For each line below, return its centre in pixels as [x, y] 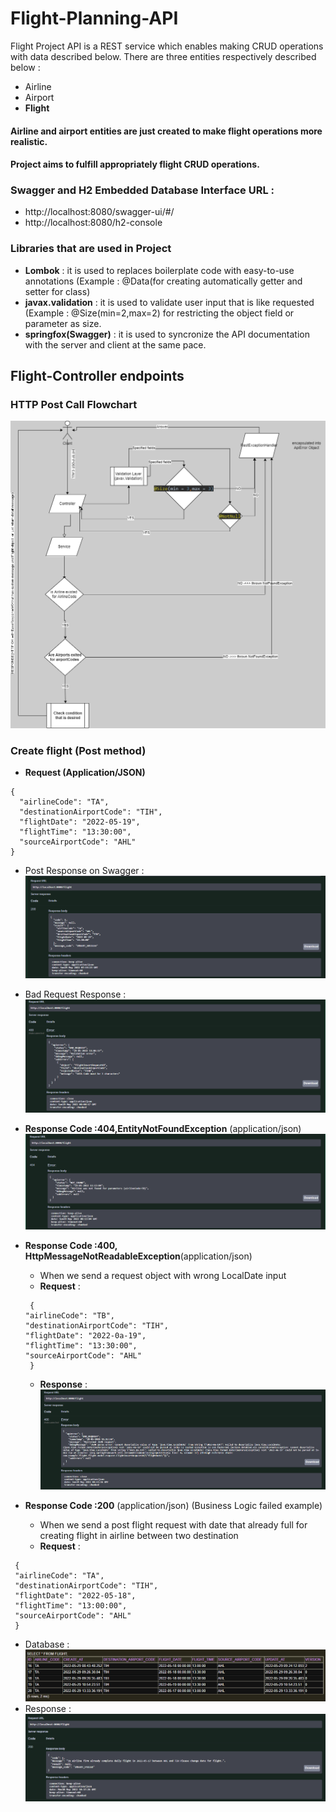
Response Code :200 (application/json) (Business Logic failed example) [173, 1506]
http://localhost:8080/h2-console [93, 223]
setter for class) [57, 291]
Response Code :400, [71, 1246]
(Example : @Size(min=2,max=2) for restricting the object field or [159, 313]
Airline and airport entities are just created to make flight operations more [166, 131]
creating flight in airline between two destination [139, 1536]
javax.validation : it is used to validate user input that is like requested [169, 302]
